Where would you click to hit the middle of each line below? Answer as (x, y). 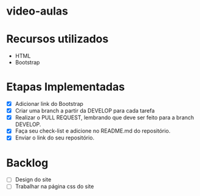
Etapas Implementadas (66, 87)
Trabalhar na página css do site (54, 186)
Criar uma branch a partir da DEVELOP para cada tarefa (85, 111)
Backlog (27, 163)
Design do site (33, 180)
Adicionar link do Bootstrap (49, 104)
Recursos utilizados (57, 39)
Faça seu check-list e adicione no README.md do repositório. (93, 131)
